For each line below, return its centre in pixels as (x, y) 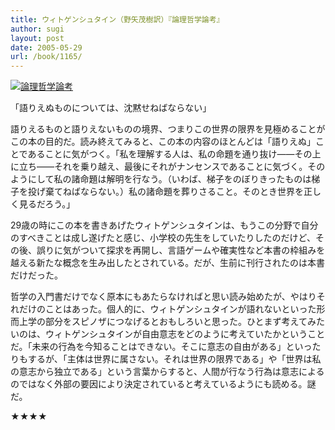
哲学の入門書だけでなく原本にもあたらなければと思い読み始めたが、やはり (163, 297)
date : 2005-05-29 (46, 47)
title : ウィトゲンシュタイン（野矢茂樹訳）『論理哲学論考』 (117, 19)
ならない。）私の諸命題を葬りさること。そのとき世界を (191, 192)
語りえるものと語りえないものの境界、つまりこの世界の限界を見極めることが (168, 129)
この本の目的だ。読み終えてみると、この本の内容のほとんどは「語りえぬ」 (163, 142)
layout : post (37, 38)
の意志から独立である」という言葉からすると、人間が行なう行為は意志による (167, 372)
